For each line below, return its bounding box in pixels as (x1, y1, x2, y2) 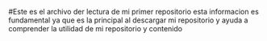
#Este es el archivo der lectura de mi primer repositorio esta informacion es (8, 7, 260, 16)
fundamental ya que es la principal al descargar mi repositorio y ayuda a (8, 15, 248, 25)
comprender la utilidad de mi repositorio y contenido (8, 24, 183, 33)
